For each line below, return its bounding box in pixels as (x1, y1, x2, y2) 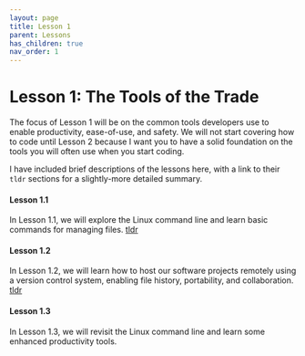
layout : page (9, 13, 59, 23)
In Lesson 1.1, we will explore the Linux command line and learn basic (9, 215, 269, 225)
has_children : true (9, 38, 84, 48)
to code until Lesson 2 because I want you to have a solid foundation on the (9, 136, 293, 147)
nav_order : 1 (9, 47, 59, 57)
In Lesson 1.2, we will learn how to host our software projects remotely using (9, 266, 297, 277)
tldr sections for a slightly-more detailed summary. (9, 173, 203, 184)
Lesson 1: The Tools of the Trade (9, 87, 259, 108)
